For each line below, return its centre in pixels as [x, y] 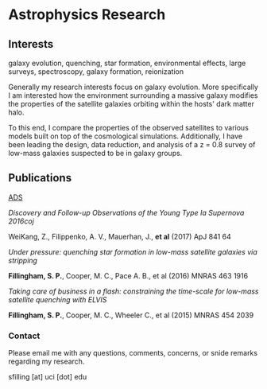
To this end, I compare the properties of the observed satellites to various [128, 128]
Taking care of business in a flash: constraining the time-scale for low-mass [133, 291]
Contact [24, 336]
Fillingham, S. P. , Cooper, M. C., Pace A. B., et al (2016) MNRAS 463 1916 [128, 275]
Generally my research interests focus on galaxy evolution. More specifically [133, 87]
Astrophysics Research [87, 15]
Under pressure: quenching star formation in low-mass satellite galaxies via [133, 251]
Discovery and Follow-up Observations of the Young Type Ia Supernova [126, 212]
